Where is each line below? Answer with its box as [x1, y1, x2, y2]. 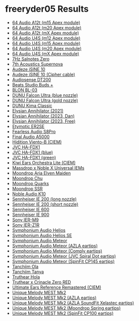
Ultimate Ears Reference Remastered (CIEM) [12, 284, 101, 290]
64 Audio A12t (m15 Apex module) [12, 20, 80, 25]
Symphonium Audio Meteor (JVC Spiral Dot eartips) [12, 253, 116, 259]
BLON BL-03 [12, 87, 38, 93]
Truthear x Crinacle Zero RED [12, 279, 71, 285]
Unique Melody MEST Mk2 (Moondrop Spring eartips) [12, 305, 121, 311]
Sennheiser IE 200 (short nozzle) [12, 201, 79, 207]
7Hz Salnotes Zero [12, 56, 50, 62]
